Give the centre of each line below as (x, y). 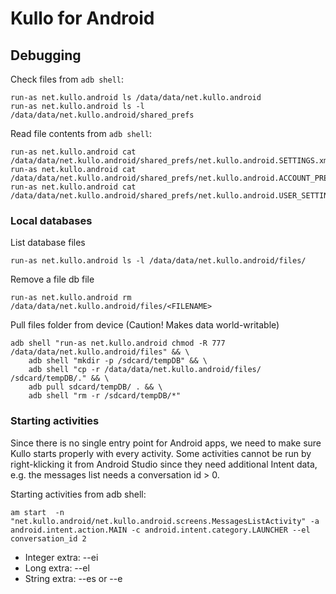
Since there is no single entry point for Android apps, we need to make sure (166, 443)
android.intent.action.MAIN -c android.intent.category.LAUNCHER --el (160, 530)
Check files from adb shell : (67, 79)
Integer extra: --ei (61, 557)
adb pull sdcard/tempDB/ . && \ (95, 387)
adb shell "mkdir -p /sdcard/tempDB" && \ (118, 361)
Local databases (51, 220)
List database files (48, 243)
